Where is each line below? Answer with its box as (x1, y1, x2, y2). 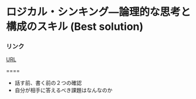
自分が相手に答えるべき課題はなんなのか (14, 87, 113, 94)
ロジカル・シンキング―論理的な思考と (6, 5, 191, 19)
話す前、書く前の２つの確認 (14, 80, 82, 87)
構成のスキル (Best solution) (6, 20, 144, 33)
